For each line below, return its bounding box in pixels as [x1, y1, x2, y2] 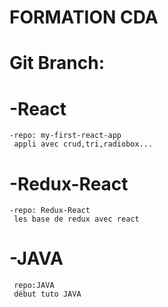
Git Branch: [9, 52, 105, 75]
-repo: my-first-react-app [9, 131, 122, 141]
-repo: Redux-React [9, 206, 91, 216]
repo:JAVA [13, 281, 55, 291]
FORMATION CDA [9, 6, 159, 29]
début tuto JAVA [13, 289, 82, 300]
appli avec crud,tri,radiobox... [13, 139, 154, 150]
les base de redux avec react [13, 214, 140, 225]
